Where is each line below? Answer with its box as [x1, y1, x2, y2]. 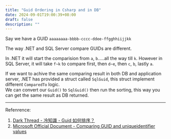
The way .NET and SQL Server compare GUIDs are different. [5, 45, 132, 51]
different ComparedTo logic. [5, 81, 60, 88]
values [12, 128, 27, 135]
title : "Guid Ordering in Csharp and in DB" [5, 7, 101, 13]
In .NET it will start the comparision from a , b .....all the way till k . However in [5, 55, 163, 62]
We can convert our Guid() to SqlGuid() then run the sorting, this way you [5, 87, 160, 93]
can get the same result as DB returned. [5, 92, 89, 98]
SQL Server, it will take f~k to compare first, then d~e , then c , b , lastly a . [5, 61, 154, 67]
